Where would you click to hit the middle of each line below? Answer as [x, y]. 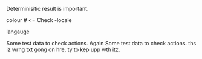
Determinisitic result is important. [47, 9]
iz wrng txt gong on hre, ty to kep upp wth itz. [63, 49]
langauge [18, 32]
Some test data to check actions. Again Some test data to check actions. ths [101, 43]
